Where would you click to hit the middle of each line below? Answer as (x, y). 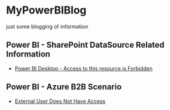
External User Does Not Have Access (60, 101)
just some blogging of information (47, 26)
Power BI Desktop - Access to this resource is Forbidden (84, 68)
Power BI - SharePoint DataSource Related (85, 45)
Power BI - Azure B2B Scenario (64, 87)
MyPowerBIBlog (46, 10)
